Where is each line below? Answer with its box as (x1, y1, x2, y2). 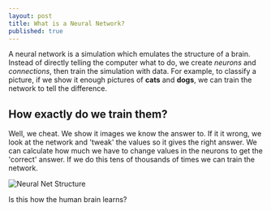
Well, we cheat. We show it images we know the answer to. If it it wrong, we (8, 129, 262, 139)
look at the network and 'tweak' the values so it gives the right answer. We (8, 137, 257, 147)
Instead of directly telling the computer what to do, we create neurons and (8, 58, 257, 67)
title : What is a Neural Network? (8, 19, 126, 28)
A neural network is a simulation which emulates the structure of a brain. (8, 50, 251, 59)
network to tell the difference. (8, 84, 108, 93)
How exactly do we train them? (8, 107, 168, 121)
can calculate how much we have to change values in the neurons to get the (8, 146, 264, 156)
